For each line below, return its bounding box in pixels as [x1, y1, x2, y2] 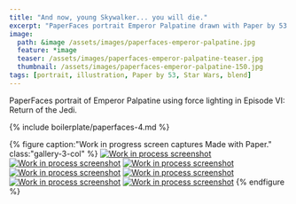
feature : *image [17, 46, 77, 55]
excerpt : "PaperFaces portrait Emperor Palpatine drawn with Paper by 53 [9, 21, 288, 30]
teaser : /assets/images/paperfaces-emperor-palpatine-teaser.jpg [17, 54, 264, 63]
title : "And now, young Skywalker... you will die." [9, 12, 208, 22]
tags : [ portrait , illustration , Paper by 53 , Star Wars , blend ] [9, 71, 252, 80]
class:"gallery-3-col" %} [9, 148, 98, 159]
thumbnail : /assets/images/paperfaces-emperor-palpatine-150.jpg [17, 63, 264, 72]
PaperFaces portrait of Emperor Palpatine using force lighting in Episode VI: [9, 95, 285, 106]
